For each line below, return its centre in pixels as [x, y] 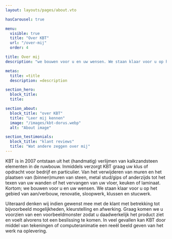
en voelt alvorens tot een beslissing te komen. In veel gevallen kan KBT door [86, 220]
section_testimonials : [29, 137]
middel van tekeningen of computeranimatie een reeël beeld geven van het [84, 225]
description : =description [39, 81]
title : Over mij [23, 57]
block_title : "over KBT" [36, 113]
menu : [11, 29]
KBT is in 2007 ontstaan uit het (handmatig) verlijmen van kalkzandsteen [82, 161]
